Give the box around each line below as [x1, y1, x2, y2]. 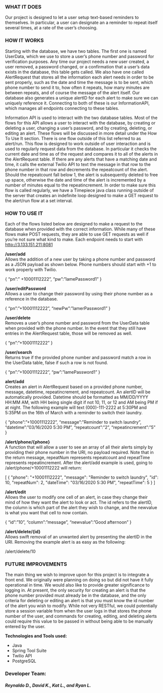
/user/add [5, 251, 26, 257]
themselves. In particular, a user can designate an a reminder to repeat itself [5, 20, 158, 25]
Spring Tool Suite [12, 648, 47, 653]
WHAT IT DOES [5, 3, 42, 10]
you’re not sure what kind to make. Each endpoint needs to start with [5, 236, 143, 242]
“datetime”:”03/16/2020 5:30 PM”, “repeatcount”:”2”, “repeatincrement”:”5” [5, 424, 156, 430]
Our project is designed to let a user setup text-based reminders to [5, 15, 139, 20]
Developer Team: [5, 670, 47, 677]
